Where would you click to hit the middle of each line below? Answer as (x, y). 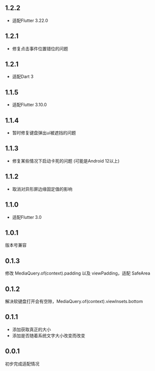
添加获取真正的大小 (32, 329)
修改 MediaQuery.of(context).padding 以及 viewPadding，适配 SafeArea (78, 273)
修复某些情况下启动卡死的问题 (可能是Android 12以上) (66, 161)
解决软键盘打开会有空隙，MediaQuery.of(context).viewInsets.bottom (74, 301)
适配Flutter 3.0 (27, 217)
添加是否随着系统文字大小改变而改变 (49, 335)
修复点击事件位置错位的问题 (40, 48)
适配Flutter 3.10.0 (29, 105)
